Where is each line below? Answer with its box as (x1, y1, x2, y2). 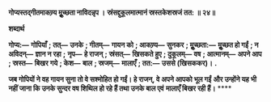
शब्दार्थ (8, 24, 25, 33)
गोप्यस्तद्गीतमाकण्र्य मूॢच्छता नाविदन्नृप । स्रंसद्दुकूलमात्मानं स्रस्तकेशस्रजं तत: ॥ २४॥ (8, 8, 216, 17)
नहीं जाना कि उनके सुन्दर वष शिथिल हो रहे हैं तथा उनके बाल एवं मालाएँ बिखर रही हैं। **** (8, 83, 232, 93)
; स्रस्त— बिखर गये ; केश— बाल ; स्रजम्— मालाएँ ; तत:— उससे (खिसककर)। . (8, 58, 218, 68)
